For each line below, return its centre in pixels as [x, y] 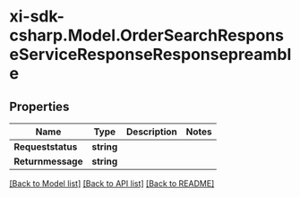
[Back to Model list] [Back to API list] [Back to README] [112, 184]
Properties [39, 106]
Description [152, 132]
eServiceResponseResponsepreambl [150, 55]
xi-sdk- [37, 17]
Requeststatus [46, 147]
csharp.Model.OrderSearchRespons [147, 35]
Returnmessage [48, 161]
